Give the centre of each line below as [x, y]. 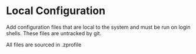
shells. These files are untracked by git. [54, 33]
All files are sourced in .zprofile [44, 45]
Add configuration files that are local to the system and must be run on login [98, 27]
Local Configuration [56, 11]
